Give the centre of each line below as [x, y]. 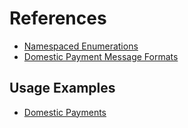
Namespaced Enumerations [81, 46]
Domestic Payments [65, 112]
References [58, 18]
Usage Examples [62, 88]
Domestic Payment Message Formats [101, 56]
